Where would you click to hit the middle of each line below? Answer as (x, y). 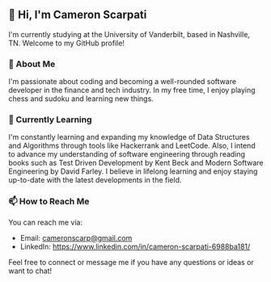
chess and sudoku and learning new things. (81, 99)
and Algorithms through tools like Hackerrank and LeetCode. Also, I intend (132, 145)
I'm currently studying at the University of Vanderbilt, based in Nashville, (129, 34)
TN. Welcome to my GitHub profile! (67, 43)
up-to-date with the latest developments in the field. (95, 180)
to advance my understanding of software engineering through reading (127, 154)
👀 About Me (32, 64)
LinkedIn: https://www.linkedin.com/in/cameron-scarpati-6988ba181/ (135, 246)
